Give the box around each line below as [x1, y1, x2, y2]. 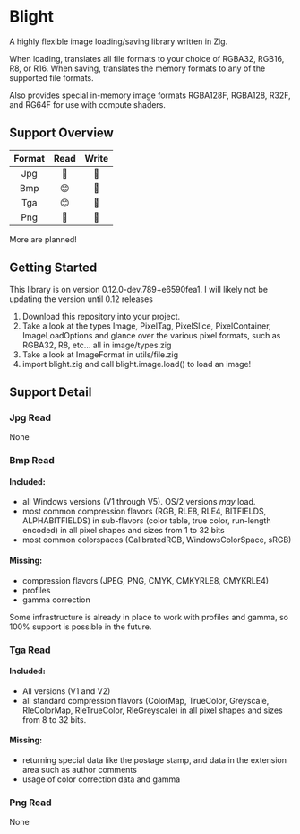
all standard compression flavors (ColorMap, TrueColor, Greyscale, [21, 695, 270, 706]
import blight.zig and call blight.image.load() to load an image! [21, 358, 252, 369]
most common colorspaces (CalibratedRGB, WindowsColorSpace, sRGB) [21, 534, 292, 545]
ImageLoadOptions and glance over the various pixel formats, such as [21, 329, 281, 340]
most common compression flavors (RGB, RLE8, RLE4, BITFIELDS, [21, 505, 267, 517]
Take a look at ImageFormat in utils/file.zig [21, 348, 179, 360]
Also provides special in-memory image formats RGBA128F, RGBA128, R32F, [9, 90, 291, 101]
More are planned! [9, 233, 78, 244]
